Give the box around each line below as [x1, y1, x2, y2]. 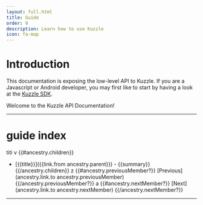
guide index [6, 129, 66, 143]
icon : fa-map [6, 31, 39, 37]
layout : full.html [6, 8, 53, 15]
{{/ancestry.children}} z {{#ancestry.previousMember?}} [14, 167, 156, 174]
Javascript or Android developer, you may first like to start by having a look [6, 84, 193, 91]
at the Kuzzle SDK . [6, 90, 53, 97]
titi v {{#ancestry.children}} [6, 149, 74, 156]
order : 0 [6, 20, 28, 26]
